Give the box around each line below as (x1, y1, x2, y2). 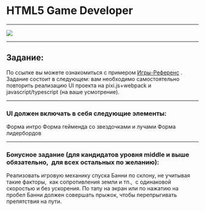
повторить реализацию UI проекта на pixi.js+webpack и (6, 82, 151, 89)
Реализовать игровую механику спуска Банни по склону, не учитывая (6, 172, 190, 179)
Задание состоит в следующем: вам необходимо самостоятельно (6, 75, 180, 82)
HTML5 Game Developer (6, 4, 133, 18)
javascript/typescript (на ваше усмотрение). (6, 88, 120, 95)
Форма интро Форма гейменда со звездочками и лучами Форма (6, 123, 176, 131)
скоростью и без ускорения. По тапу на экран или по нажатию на (6, 185, 179, 192)
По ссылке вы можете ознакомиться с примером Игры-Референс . (6, 68, 183, 76)
